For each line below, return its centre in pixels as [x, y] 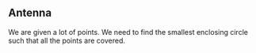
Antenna [30, 13]
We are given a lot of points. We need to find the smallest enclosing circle [128, 32]
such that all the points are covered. [67, 40]
